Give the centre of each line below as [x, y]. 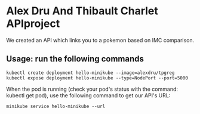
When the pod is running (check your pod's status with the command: [92, 89]
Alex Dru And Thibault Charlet [82, 11]
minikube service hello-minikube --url [56, 106]
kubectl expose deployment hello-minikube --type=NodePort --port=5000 [97, 78]
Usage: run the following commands [75, 59]
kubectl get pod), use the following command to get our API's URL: [88, 95]
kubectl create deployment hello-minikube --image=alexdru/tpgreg [90, 73]
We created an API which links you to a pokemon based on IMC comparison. [100, 40]
